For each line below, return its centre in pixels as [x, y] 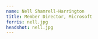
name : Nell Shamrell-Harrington [45, 11]
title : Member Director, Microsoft [49, 17]
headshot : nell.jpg [30, 27]
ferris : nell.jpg [27, 22]
